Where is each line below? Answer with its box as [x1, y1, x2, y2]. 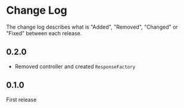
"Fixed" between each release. [6, 29, 82, 36]
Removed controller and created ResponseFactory [14, 63, 136, 70]
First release [6, 96, 37, 103]
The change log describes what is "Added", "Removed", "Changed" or [6, 23, 179, 30]
